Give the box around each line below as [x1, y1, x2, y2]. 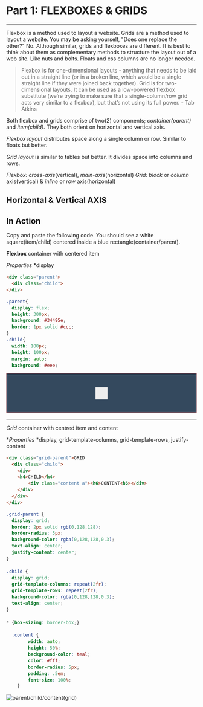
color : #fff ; [28, 657, 61, 663]
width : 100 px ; [11, 343, 47, 349]
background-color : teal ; [28, 651, 91, 657]
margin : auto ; [11, 356, 47, 362]
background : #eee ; [11, 362, 59, 369]
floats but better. [6, 141, 48, 149]
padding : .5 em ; [28, 670, 66, 677]
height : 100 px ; [11, 349, 50, 355]
